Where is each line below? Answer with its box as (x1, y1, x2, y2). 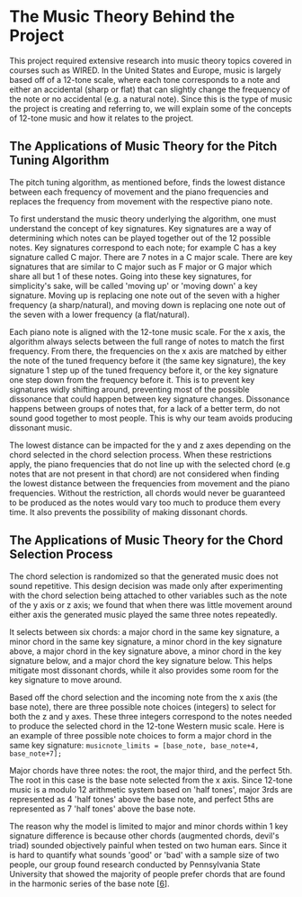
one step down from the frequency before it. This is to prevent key (9, 374, 255, 385)
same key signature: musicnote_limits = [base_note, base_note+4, (9, 739, 260, 750)
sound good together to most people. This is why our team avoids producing (9, 412, 293, 423)
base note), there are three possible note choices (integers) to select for (9, 701, 277, 712)
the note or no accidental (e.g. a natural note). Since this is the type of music (9, 93, 293, 104)
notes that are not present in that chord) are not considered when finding (9, 468, 280, 479)
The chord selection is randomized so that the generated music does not (9, 570, 279, 582)
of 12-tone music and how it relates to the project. (9, 113, 194, 123)
